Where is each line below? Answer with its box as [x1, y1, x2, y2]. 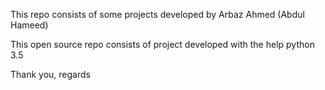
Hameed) [10, 19, 49, 31]
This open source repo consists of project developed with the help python [10, 39, 315, 50]
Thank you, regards [10, 69, 91, 80]
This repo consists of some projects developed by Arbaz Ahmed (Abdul [10, 9, 305, 20]
